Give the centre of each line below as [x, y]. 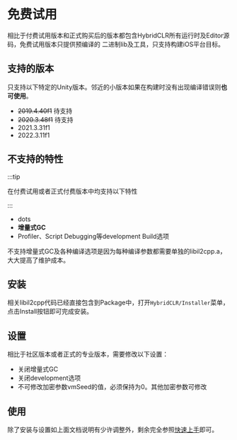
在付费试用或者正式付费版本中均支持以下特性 [73, 191]
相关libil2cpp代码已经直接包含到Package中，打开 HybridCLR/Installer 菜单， [118, 303]
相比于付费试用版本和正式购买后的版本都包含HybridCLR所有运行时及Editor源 [118, 35]
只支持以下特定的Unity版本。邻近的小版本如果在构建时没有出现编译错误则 [114, 87]
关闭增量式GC [38, 369]
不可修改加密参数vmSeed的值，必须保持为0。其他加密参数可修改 [112, 387]
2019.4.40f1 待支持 [45, 111]
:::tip [14, 177]
